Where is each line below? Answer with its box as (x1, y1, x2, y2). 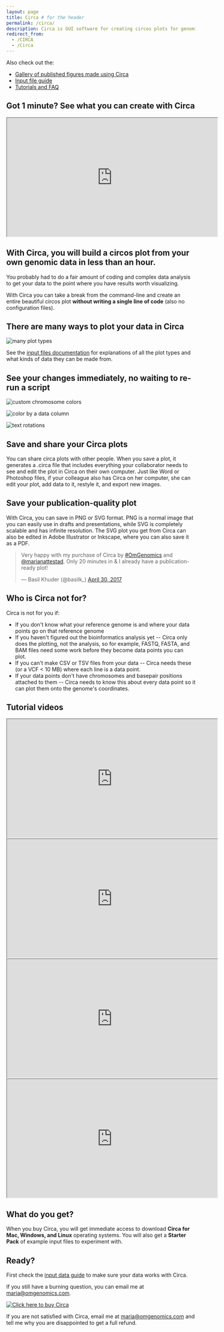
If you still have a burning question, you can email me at (6, 1283, 144, 1290)
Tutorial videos (6, 702, 64, 712)
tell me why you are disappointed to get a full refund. (6, 1319, 137, 1326)
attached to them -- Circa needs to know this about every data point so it (14, 678, 196, 686)
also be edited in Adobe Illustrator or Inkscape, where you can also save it (6, 533, 189, 541)
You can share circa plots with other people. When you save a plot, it (6, 455, 176, 462)
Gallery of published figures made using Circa (14, 70, 129, 78)
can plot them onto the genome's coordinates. (14, 684, 130, 692)
